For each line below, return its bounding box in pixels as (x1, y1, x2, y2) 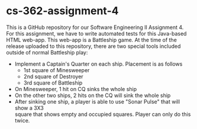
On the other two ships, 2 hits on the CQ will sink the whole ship (14, 92, 171, 99)
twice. (14, 117, 30, 124)
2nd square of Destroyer (23, 73, 84, 80)
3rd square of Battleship (23, 79, 83, 86)
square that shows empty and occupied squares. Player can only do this (14, 111, 191, 118)
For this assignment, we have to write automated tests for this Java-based (6, 30, 187, 37)
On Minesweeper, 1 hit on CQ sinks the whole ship (14, 85, 137, 92)
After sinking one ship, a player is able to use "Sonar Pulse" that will (14, 98, 180, 105)
